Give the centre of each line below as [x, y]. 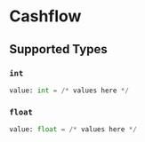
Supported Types [59, 49]
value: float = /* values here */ [73, 130]
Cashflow [45, 16]
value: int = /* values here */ [69, 91]
